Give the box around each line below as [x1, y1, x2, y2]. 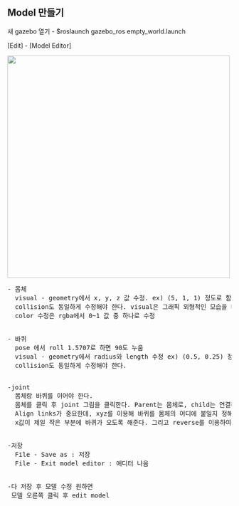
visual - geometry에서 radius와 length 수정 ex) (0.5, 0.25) [14, 352, 224, 361]
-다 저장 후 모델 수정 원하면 [7, 483, 94, 490]
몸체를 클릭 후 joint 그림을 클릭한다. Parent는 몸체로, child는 [14, 401, 216, 409]
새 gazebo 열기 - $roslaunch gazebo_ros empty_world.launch [7, 27, 186, 36]
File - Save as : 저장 [14, 450, 90, 458]
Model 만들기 [7, 6, 64, 19]
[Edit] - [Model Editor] [7, 41, 72, 50]
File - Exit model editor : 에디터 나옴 [14, 459, 149, 468]
